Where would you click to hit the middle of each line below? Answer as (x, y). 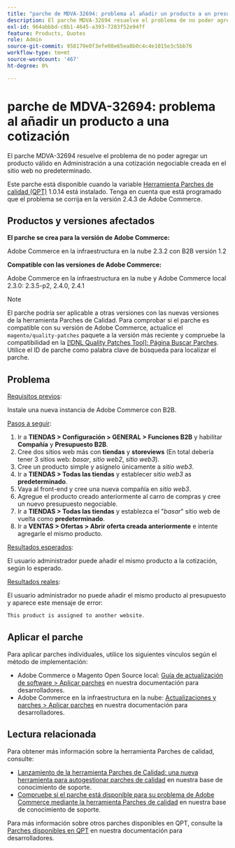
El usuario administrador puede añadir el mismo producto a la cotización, (113, 561)
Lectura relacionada (52, 734)
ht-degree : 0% (28, 66)
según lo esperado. (35, 568)
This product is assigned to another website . (76, 616)
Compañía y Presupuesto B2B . (63, 444)
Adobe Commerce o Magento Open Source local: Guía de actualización (120, 675)
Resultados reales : (34, 582)
